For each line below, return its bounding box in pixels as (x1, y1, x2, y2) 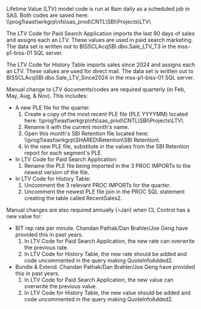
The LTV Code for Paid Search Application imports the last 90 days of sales (6, 30, 196, 37)
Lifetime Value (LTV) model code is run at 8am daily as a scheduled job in (6, 5, 190, 12)
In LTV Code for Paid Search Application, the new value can (24, 276, 174, 283)
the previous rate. (24, 244, 69, 251)
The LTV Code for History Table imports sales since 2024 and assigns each (6, 61, 196, 68)
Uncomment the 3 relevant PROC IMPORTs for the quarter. (24, 182, 171, 189)
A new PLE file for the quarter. (15, 104, 90, 111)
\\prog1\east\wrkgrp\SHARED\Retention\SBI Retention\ (24, 136, 160, 144)
